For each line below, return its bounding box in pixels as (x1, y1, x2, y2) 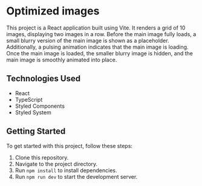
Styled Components (15, 102, 65, 110)
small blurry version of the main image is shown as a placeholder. (6, 37, 169, 44)
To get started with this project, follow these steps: (6, 142, 133, 149)
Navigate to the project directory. (15, 160, 98, 167)
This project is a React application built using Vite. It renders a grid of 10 (6, 24, 186, 31)
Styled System (15, 108, 51, 116)
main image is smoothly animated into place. (6, 56, 117, 63)
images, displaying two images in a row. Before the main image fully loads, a (6, 30, 197, 37)
